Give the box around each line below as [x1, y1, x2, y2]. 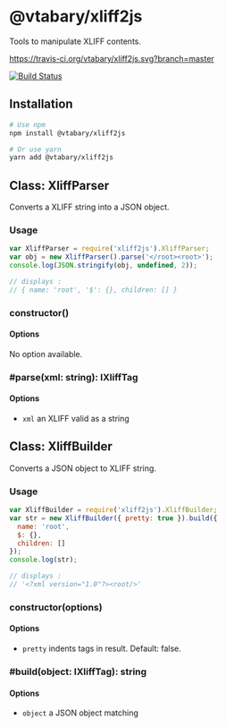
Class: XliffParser [9, 177, 110, 193]
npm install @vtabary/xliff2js [9, 128, 126, 138]
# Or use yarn [9, 145, 63, 154]
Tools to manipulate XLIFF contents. [9, 36, 141, 47]
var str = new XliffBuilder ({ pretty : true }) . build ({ [9, 513, 218, 523]
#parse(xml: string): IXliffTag [9, 371, 138, 383]
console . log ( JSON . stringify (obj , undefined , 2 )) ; [9, 261, 198, 270]
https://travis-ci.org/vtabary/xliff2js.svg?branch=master [9, 53, 214, 64]
